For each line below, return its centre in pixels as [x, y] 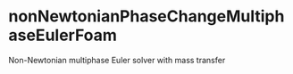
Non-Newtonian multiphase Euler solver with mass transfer [117, 60]
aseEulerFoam [63, 35]
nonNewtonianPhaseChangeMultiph [146, 16]
